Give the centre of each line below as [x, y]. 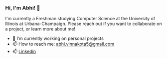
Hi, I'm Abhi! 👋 [23, 8]
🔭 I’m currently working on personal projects [58, 38]
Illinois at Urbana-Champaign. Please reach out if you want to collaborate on [83, 24]
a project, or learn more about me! [40, 29]
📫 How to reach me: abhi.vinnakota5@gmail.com [63, 44]
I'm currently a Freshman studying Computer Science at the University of [80, 19]
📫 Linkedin [24, 52]
